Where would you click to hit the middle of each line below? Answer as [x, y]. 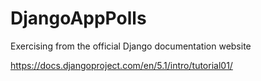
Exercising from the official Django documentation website [131, 46]
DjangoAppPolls [78, 18]
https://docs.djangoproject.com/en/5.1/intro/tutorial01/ [121, 65]
